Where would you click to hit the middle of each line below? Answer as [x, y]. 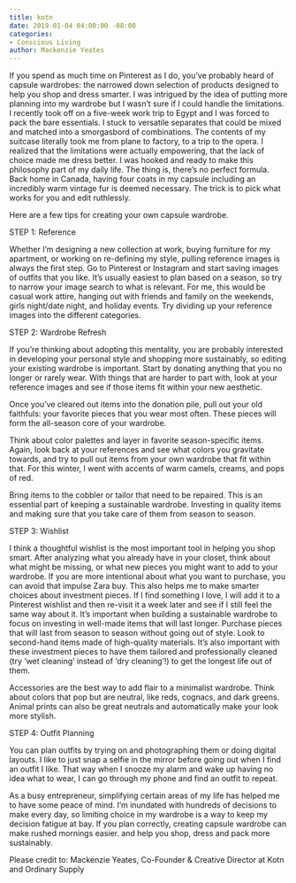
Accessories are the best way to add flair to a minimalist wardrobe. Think [142, 688]
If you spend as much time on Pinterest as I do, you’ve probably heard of [141, 75]
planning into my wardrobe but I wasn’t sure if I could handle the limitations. [147, 104]
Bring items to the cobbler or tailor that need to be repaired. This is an [136, 495]
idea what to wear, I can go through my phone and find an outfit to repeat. [144, 778]
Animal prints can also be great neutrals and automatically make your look [144, 707]
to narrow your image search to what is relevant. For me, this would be [137, 287]
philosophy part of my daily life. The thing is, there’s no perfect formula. [139, 170]
